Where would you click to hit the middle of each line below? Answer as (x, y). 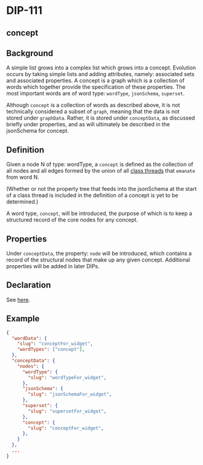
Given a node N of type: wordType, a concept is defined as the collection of (100, 164)
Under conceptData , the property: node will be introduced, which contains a (99, 254)
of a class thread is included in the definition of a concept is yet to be (92, 195)
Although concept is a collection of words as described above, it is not (93, 105)
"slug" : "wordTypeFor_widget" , (67, 377)
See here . (18, 300)
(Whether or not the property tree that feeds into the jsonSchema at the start (101, 189)
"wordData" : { (29, 338)
